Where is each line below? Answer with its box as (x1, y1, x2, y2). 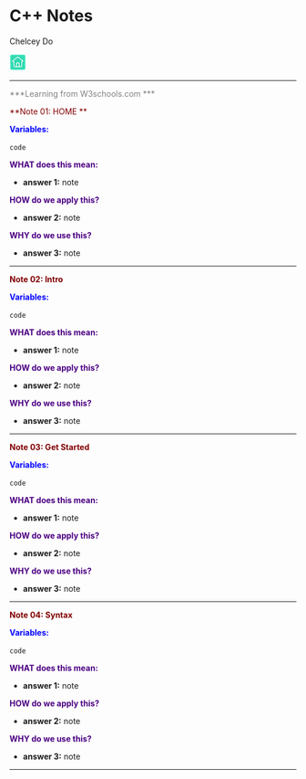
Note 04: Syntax (9, 609, 73, 620)
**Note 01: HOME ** (9, 106, 88, 117)
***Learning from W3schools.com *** (9, 88, 156, 99)
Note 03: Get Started (9, 441, 90, 452)
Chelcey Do (9, 36, 54, 47)
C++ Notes (9, 5, 94, 26)
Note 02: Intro (9, 273, 64, 284)
